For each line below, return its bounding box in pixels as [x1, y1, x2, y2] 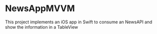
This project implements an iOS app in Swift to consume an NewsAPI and [5, 19, 153, 25]
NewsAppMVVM [5, 3, 75, 14]
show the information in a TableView [5, 24, 78, 30]
